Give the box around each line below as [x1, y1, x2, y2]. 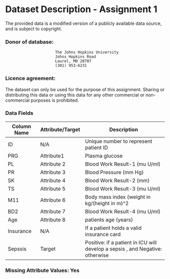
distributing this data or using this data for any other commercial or [5, 92, 145, 98]
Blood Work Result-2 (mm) [85, 177, 150, 184]
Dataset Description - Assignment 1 [5, 4, 158, 15]
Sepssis [8, 245, 27, 252]
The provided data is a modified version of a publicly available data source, [5, 20, 162, 26]
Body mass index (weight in [85, 193, 151, 201]
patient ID [85, 144, 108, 151]
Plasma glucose [85, 152, 123, 159]
